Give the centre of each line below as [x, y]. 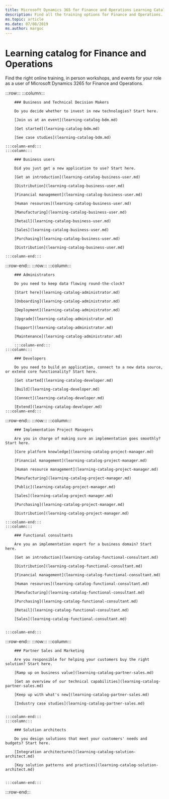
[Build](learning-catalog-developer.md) [57, 389]
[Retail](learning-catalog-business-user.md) [63, 221]
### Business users [35, 160]
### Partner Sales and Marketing [49, 651]
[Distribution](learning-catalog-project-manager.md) [72, 513]
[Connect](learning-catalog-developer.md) [59, 398]
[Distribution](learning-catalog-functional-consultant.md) [78, 566]
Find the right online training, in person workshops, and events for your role [83, 78]
